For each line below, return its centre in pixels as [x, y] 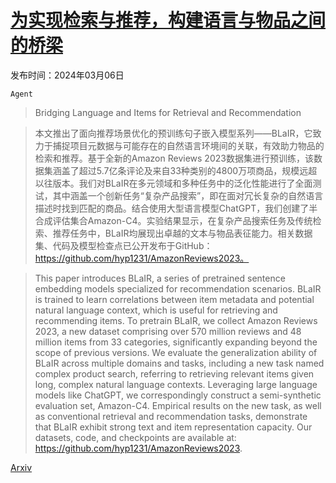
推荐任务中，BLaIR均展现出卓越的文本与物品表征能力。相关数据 [182, 233]
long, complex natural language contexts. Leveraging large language [176, 384]
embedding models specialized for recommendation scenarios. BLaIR [178, 288]
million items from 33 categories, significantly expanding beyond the [176, 342]
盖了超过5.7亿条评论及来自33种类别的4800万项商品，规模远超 [189, 170]
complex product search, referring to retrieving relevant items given [174, 373]
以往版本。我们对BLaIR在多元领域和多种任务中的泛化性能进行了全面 [173, 183]
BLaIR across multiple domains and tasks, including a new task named [179, 363]
